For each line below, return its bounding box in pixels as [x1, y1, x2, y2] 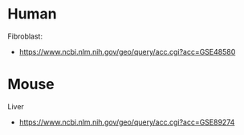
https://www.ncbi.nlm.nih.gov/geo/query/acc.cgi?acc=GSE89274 [18, 117, 235, 127]
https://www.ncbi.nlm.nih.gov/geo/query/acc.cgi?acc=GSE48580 [18, 47, 236, 56]
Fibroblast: [7, 31, 43, 41]
